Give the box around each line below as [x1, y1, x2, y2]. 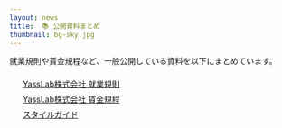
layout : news [9, 13, 59, 23]
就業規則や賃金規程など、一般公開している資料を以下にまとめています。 [9, 56, 277, 67]
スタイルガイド [22, 109, 79, 120]
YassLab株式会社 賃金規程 [22, 94, 120, 105]
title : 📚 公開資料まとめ [9, 22, 101, 31]
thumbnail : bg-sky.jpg [9, 30, 95, 39]
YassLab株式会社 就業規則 [22, 78, 120, 90]
